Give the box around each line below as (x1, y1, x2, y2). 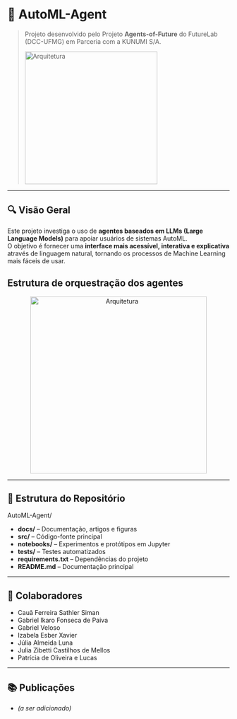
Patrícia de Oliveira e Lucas (17, 654, 97, 662)
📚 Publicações (7, 681, 75, 694)
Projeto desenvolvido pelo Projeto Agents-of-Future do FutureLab (24, 30, 218, 38)
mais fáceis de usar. (7, 256, 66, 265)
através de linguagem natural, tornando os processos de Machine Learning (7, 249, 226, 258)
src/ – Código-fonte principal (17, 532, 102, 541)
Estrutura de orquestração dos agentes (7, 277, 183, 289)
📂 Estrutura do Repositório (7, 492, 126, 505)
